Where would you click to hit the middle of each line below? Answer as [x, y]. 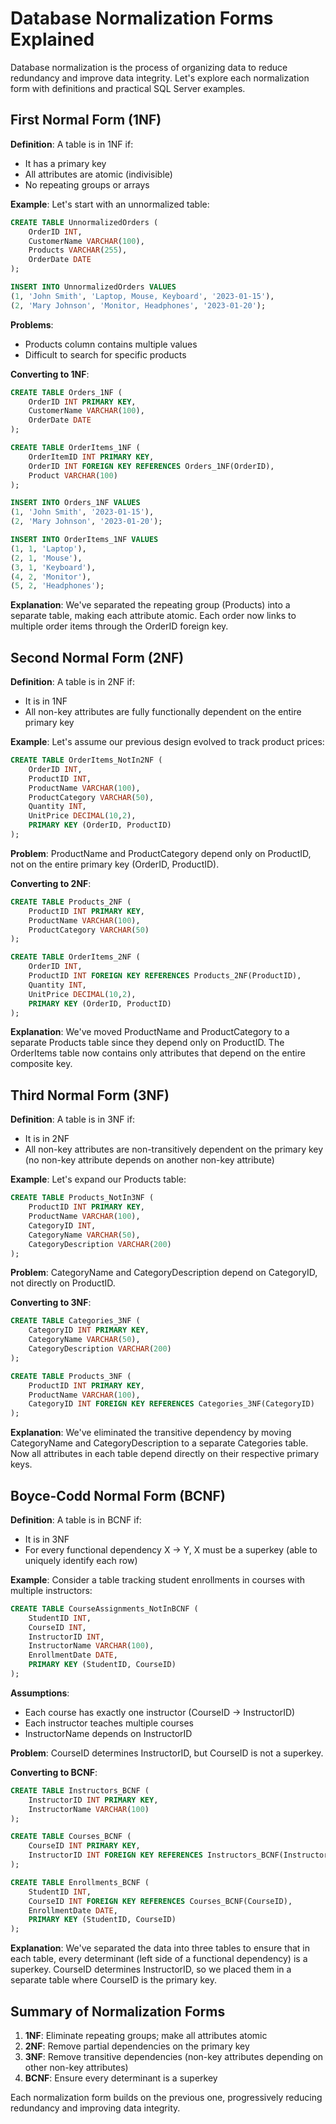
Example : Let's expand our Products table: [98, 1179]
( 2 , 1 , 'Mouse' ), [46, 558]
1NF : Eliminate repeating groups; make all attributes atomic [146, 2035]
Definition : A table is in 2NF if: [73, 682]
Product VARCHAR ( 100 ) [73, 475]
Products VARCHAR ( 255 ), [78, 250]
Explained [52, 39]
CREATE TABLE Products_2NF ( [71, 902]
